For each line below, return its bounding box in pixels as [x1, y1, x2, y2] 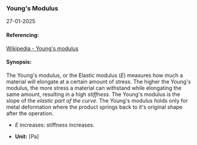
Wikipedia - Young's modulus [6, 45, 79, 52]
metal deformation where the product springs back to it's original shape [6, 103, 183, 110]
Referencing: [6, 31, 39, 38]
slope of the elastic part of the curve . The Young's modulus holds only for [6, 97, 188, 104]
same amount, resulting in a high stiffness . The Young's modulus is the [6, 91, 180, 98]
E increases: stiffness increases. [14, 121, 95, 128]
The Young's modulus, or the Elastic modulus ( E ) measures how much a [6, 72, 183, 79]
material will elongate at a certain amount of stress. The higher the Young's [6, 78, 191, 85]
